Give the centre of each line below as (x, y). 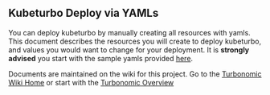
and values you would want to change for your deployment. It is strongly (129, 50)
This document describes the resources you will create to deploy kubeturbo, (135, 41)
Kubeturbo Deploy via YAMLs (84, 13)
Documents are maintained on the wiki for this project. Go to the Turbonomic (135, 74)
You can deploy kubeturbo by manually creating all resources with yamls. (129, 32)
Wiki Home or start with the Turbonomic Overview (91, 82)
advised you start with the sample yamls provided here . (101, 58)
